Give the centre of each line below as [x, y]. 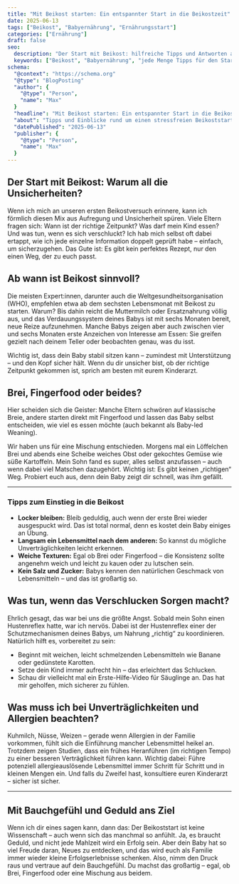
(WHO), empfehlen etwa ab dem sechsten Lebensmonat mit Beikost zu [111, 303]
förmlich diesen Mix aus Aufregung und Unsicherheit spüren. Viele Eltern [115, 218]
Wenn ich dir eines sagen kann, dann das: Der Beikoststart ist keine [106, 828]
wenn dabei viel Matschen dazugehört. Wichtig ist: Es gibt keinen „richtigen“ [119, 469]
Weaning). [22, 433]
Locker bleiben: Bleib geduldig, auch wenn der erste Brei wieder [112, 518]
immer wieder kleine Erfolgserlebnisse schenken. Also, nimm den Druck [113, 858]
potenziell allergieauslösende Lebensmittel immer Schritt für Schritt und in [116, 766]
